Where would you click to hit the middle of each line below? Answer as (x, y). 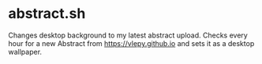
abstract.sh (47, 14)
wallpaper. (25, 52)
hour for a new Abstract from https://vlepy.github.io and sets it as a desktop (131, 43)
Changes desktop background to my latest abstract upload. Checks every (128, 35)
